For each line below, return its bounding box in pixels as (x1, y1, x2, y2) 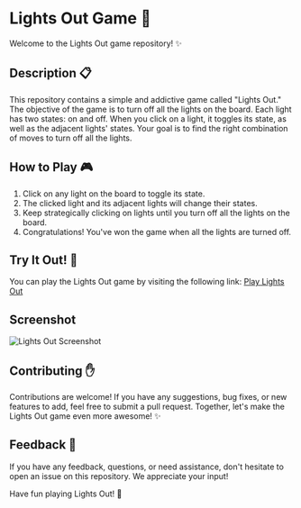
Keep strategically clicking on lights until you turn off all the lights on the (22, 207, 290, 218)
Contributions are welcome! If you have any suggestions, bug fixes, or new (9, 392, 287, 402)
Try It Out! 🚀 (9, 252, 78, 268)
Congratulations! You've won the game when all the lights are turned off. (22, 226, 291, 237)
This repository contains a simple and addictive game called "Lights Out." (9, 94, 282, 104)
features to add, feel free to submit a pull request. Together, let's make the (9, 401, 286, 412)
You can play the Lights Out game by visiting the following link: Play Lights (9, 277, 285, 287)
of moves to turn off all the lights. (9, 132, 132, 143)
